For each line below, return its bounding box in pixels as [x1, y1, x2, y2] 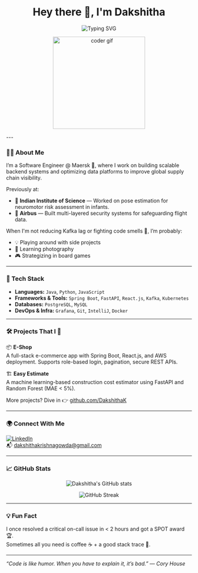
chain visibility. [6, 174, 42, 182]
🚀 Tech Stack [6, 274, 45, 283]
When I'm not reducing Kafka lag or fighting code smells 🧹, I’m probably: [6, 227, 183, 235]
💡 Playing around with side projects [14, 239, 101, 246]
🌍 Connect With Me [6, 419, 65, 427]
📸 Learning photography [14, 245, 74, 253]
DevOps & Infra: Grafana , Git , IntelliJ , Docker [14, 307, 128, 314]
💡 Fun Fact [6, 512, 37, 520]
